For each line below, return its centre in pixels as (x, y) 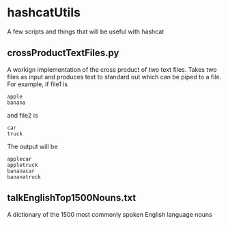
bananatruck (24, 177)
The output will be (32, 146)
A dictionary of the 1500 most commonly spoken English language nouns (110, 214)
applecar (19, 159)
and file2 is (23, 115)
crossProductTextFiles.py (63, 53)
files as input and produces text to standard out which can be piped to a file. (114, 77)
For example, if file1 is (38, 84)
